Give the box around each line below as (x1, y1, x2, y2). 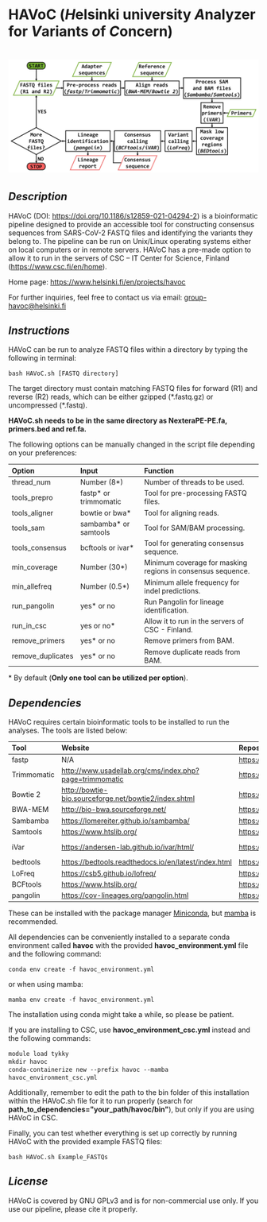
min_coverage (11, 562, 58, 571)
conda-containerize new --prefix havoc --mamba (8, 1065, 169, 1073)
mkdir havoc (8, 1058, 48, 1065)
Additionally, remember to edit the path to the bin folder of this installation (8, 1087, 250, 1097)
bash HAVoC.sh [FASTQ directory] (8, 369, 119, 378)
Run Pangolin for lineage (144, 597, 224, 606)
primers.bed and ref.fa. (8, 424, 87, 434)
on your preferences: (8, 448, 77, 458)
